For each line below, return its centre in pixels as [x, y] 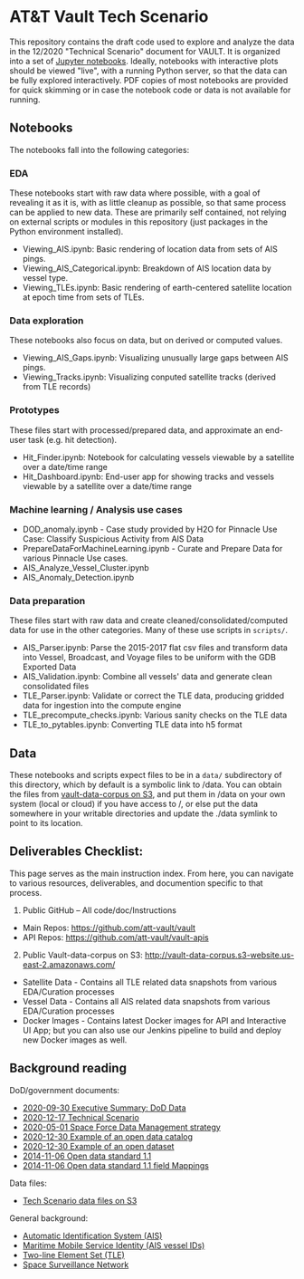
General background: [49, 1218]
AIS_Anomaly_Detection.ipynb [78, 577]
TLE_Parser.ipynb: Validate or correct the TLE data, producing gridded [153, 696]
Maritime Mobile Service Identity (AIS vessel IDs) [114, 1245]
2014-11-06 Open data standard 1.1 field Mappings [116, 1165]
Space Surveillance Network [76, 1265]
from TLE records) [57, 387]
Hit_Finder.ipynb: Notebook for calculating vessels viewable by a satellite [158, 457]
